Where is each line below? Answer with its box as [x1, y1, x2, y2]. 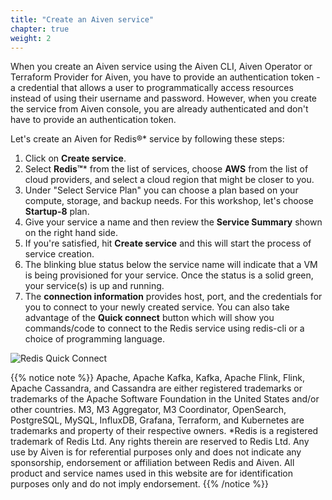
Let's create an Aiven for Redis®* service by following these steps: [10, 133, 285, 145]
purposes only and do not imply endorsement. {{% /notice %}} [10, 478, 269, 490]
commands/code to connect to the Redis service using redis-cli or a [24, 322, 305, 335]
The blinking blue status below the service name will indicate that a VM [24, 259, 318, 271]
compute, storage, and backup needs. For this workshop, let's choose [24, 195, 314, 207]
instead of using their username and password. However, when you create [10, 92, 318, 105]
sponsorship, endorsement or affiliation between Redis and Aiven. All [10, 457, 295, 469]
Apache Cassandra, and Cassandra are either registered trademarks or [10, 382, 303, 395]
